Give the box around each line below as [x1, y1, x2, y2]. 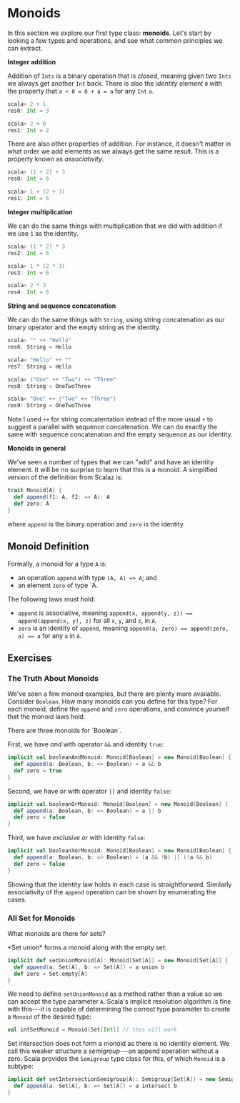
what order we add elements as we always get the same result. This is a [7, 147, 219, 156]
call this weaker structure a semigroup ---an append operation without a [7, 1047, 219, 1055]
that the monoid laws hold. [7, 712, 86, 721]
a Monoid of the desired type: [7, 1012, 91, 1021]
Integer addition [7, 57, 56, 66]
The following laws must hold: [7, 594, 96, 603]
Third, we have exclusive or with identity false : [7, 834, 146, 842]
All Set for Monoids [7, 913, 76, 923]
